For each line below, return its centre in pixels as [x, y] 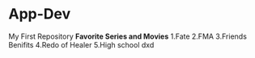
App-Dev [40, 14]
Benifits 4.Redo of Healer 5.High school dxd [81, 44]
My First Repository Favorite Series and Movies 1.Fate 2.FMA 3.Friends [127, 36]
